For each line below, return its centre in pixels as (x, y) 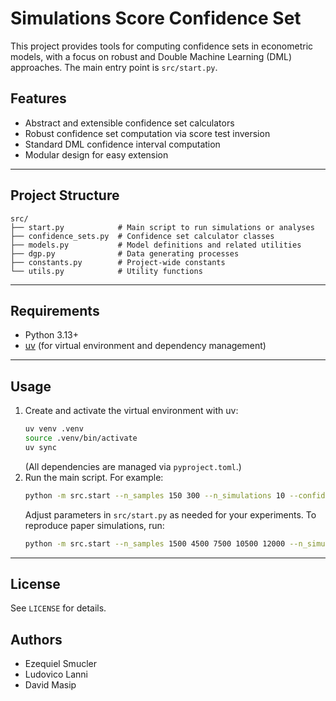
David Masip (50, 685)
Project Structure (65, 195)
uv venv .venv (54, 429)
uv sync (40, 447)
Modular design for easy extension (96, 154)
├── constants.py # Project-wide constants (118, 262)
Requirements (55, 310)
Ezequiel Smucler (60, 664)
